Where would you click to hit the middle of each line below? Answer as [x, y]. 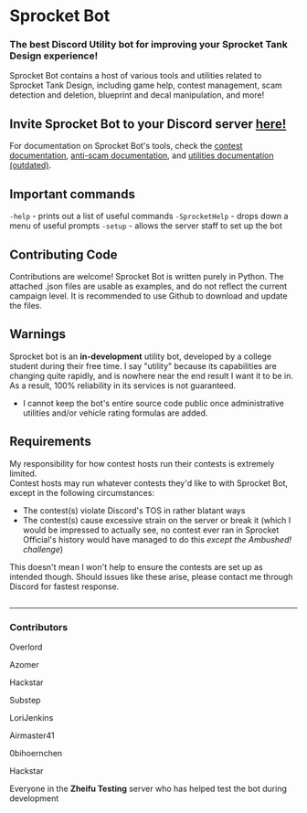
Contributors [39, 627]
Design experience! [54, 56]
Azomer [24, 665]
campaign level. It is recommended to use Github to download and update [148, 296]
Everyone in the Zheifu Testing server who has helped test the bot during [148, 789]
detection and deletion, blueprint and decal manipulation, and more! [137, 95]
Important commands [72, 194]
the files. [26, 305]
